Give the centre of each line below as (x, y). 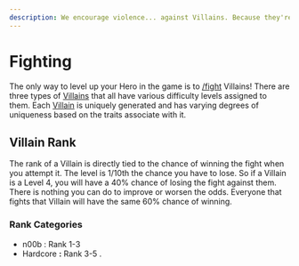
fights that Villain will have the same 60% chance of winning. (121, 202)
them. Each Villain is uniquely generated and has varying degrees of (134, 105)
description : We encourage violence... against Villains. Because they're (151, 17)
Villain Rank (43, 142)
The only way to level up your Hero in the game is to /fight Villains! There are (149, 86)
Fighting (41, 61)
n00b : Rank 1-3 (51, 244)
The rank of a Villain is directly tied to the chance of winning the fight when (147, 164)
